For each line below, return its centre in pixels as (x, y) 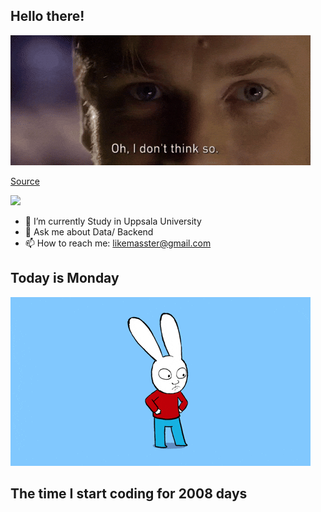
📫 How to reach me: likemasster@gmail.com (118, 243)
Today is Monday (65, 278)
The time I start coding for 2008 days (129, 494)
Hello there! (47, 16)
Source (25, 181)
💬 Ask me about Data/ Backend (89, 231)
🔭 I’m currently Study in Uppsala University (113, 221)
